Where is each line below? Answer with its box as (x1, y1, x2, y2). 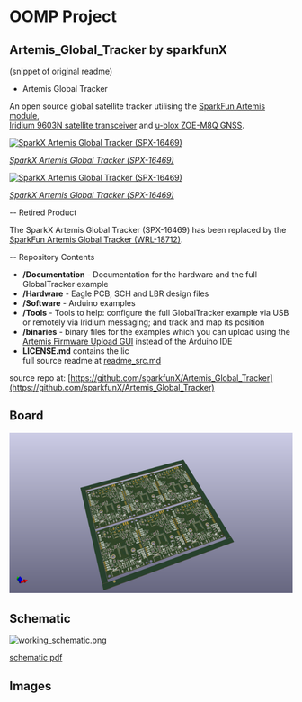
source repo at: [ (9, 373, 71, 383)
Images (9, 678, 52, 694)
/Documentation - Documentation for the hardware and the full (22, 269, 258, 280)
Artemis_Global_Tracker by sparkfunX (9, 42, 227, 58)
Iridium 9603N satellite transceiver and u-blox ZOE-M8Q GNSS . (9, 120, 245, 130)
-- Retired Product (9, 207, 77, 218)
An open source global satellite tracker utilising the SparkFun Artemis (9, 101, 266, 112)
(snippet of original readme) (9, 66, 113, 76)
